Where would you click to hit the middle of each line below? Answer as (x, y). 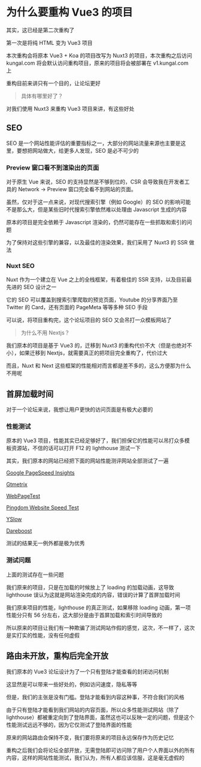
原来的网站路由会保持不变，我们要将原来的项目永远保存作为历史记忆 (90, 737)
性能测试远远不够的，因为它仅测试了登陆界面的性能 (69, 724)
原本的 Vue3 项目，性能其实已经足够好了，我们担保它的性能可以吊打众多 (95, 440)
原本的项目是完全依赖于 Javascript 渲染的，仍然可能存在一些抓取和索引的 (97, 222)
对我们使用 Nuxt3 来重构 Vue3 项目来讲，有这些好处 (70, 108)
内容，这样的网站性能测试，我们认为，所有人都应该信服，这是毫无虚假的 (95, 757)
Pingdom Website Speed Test (42, 508)
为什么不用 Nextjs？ (45, 333)
